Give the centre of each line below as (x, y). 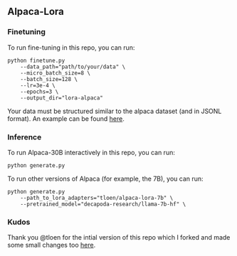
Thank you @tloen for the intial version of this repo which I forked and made (119, 238)
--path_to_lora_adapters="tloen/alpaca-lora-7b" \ (97, 198)
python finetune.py (36, 60)
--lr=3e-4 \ (38, 85)
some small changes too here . (52, 245)
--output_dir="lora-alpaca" (62, 98)
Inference (25, 137)
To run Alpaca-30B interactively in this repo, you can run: (91, 152)
